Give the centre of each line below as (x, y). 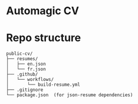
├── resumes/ (22, 59)
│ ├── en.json (26, 64)
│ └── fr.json (26, 69)
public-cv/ (19, 54)
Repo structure (44, 38)
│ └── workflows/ (30, 80)
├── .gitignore (25, 90)
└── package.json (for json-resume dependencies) (70, 95)
